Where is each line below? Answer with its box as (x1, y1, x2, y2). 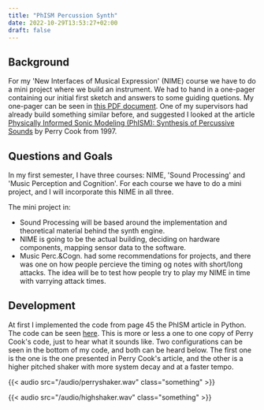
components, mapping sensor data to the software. (19, 243, 187, 252)
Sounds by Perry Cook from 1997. (8, 127, 117, 136)
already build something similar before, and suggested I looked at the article (8, 110, 255, 119)
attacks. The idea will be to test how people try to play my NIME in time (19, 268, 251, 277)
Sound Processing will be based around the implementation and (19, 218, 228, 227)
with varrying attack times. (19, 277, 106, 285)
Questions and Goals (8, 149, 113, 162)
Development (8, 299, 76, 312)
